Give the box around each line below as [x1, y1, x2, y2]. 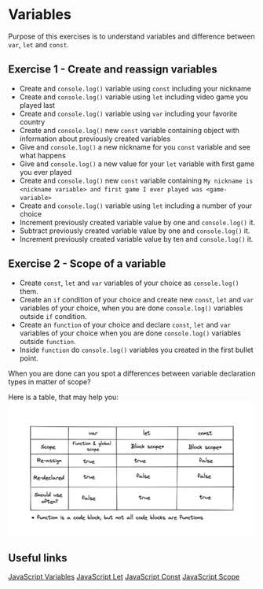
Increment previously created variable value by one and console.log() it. [19, 217, 255, 227]
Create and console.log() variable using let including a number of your [19, 201, 253, 210]
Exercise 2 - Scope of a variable [8, 257, 166, 271]
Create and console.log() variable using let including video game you [19, 92, 249, 102]
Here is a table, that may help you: [8, 392, 119, 402]
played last [19, 100, 55, 109]
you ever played [19, 167, 72, 176]
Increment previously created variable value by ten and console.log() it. [19, 234, 254, 243]
